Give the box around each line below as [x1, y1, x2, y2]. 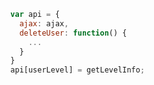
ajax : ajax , [19, 18, 69, 29]
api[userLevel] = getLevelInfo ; [10, 65, 146, 75]
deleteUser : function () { [19, 28, 128, 38]
